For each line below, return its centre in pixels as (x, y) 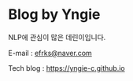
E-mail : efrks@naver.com (50, 53)
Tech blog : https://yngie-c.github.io (66, 68)
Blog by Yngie (54, 15)
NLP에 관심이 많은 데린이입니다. (57, 37)
